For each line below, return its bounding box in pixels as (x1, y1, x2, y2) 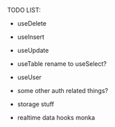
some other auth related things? (17, 87, 109, 94)
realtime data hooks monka (17, 114, 96, 121)
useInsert (17, 33, 45, 41)
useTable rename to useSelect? (17, 60, 107, 68)
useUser (17, 73, 42, 81)
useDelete (17, 19, 47, 27)
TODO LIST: (7, 6, 42, 14)
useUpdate (17, 46, 49, 54)
